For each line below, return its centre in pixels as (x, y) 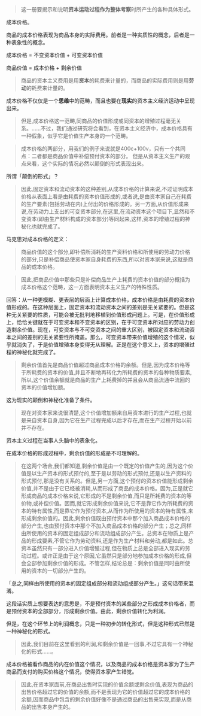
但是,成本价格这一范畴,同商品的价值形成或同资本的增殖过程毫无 (98, 121)
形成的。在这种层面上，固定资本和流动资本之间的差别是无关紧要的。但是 (100, 307)
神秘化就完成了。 (37, 352)
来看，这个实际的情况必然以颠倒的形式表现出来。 (86, 163)
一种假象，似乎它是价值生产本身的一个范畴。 (76, 136)
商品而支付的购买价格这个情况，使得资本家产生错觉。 (72, 672)
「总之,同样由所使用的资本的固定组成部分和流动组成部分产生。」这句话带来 (98, 583)
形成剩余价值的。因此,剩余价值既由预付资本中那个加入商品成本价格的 (105, 518)
